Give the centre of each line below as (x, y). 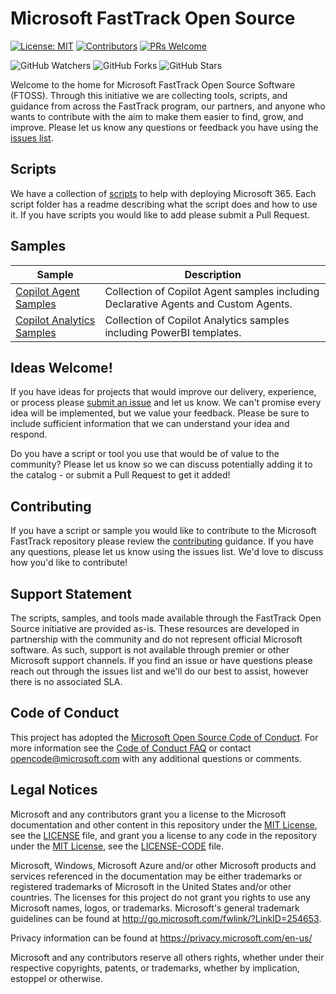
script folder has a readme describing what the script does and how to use (164, 204)
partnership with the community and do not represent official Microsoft (156, 639)
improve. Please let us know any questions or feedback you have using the (164, 127)
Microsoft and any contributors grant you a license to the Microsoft (148, 814)
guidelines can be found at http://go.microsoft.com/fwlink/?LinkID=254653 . (166, 918)
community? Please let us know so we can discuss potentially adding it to (161, 464)
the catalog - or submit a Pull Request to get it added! (120, 475)
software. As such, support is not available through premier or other (150, 650)
